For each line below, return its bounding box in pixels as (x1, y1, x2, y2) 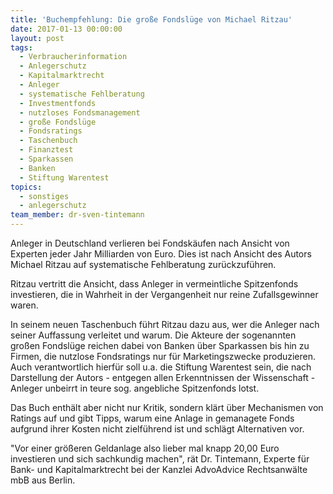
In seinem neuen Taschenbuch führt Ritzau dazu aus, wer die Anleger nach (10, 319, 320, 330)
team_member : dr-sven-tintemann (10, 210, 145, 220)
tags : (10, 42, 33, 53)
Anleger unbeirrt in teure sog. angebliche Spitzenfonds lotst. (10, 382, 260, 394)
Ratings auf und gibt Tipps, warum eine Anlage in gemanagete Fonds (10, 412, 295, 424)
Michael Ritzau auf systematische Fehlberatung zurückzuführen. (10, 259, 277, 270)
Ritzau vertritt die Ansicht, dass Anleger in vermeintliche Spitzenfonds (10, 278, 299, 290)
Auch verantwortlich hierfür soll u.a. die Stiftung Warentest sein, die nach (10, 361, 312, 373)
